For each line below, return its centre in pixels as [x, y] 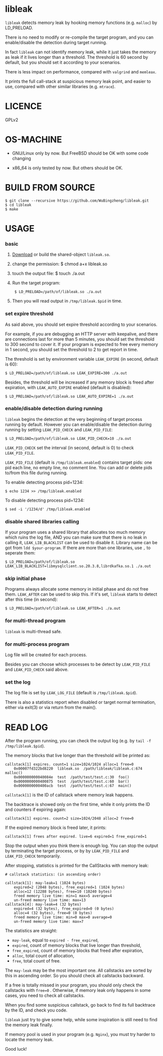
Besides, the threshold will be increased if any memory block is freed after [80, 382]
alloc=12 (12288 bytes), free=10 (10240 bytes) [63, 892]
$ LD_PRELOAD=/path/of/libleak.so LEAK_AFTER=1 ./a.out [63, 608]
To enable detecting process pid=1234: [44, 482]
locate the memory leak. [29, 1040]
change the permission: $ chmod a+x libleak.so [60, 264]
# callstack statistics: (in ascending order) [53, 874]
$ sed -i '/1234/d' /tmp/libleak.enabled [48, 509]
